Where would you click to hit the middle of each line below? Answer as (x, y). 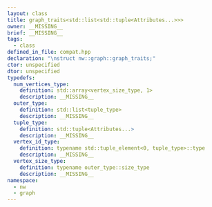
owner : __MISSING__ (35, 26)
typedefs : (21, 78)
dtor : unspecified (33, 71)
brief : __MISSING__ (35, 33)
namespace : (23, 180)
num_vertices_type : (41, 84)
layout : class (28, 13)
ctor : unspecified (33, 65)
